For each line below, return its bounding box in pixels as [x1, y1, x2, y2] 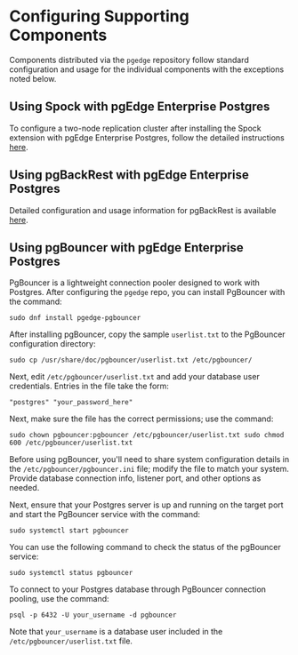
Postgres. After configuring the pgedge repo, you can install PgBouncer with [9, 287, 286, 298]
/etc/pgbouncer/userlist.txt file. [9, 635, 133, 646]
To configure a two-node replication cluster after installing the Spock [9, 123, 262, 133]
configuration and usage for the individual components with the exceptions [9, 64, 285, 75]
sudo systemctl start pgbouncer [9, 526, 129, 535]
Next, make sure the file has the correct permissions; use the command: [9, 413, 274, 424]
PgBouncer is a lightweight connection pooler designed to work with [9, 277, 261, 288]
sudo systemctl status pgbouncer [9, 569, 133, 578]
